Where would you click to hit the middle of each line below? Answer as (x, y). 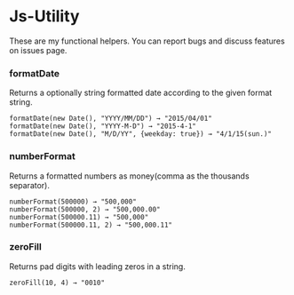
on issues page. (38, 50)
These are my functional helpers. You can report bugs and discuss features (147, 41)
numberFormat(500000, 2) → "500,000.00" (85, 209)
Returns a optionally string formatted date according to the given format (141, 93)
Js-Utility (44, 16)
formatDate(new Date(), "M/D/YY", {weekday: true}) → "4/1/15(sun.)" (141, 134)
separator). (30, 185)
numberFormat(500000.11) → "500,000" (79, 217)
